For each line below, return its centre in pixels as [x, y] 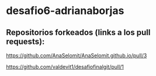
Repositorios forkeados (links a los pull [78, 32]
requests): [25, 41]
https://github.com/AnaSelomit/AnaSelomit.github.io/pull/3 [77, 56]
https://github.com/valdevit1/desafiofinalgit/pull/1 [65, 67]
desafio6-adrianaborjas [65, 11]
